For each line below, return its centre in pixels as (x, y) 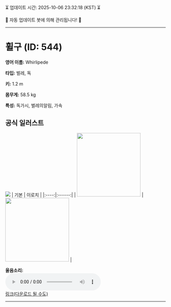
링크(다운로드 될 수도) (27, 294)
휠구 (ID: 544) (34, 47)
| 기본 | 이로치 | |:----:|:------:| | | (77, 194)
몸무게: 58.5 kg (21, 94)
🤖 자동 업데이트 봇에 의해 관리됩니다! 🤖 (44, 20)
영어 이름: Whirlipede (27, 62)
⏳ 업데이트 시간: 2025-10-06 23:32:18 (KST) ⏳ (53, 7)
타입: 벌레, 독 (18, 73)
